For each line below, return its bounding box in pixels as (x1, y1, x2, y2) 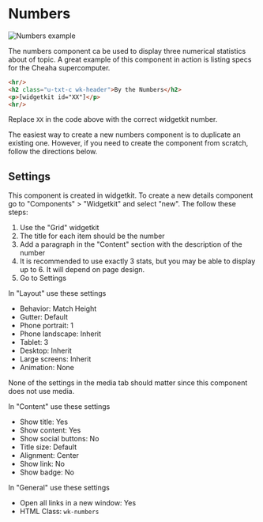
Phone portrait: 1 (19, 321, 73, 331)
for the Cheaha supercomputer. (8, 62, 111, 72)
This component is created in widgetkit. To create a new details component (8, 191, 254, 200)
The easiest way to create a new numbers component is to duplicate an (8, 130, 241, 139)
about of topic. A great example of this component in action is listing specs (8, 55, 252, 64)
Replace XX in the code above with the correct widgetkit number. (8, 115, 218, 124)
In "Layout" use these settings (8, 289, 107, 298)
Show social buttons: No (19, 434, 100, 444)
